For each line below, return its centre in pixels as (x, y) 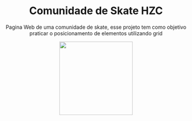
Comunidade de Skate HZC (96, 11)
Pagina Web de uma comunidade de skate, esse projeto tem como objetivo (96, 27)
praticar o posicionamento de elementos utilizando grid (96, 33)
